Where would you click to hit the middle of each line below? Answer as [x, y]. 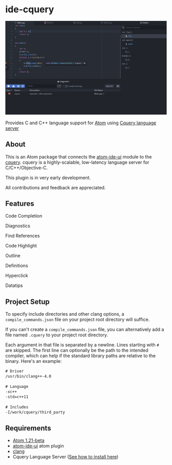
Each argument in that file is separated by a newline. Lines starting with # [82, 345]
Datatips [14, 285]
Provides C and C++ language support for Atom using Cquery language [81, 123]
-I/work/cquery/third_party [35, 412]
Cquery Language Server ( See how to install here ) [66, 457]
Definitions [17, 266]
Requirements [28, 428]
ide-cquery [30, 9]
